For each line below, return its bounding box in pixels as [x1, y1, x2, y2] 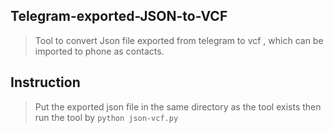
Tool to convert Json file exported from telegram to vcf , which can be [34, 34, 324, 46]
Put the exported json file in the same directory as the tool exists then [34, 100, 322, 113]
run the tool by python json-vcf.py [34, 111, 179, 123]
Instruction [10, 74, 81, 91]
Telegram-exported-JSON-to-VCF [10, 8, 228, 25]
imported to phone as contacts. [34, 45, 165, 57]
